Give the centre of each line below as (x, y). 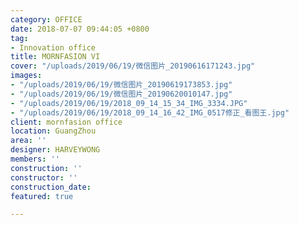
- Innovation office (53, 47)
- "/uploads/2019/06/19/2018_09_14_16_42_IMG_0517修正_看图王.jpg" (150, 112)
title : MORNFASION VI (55, 57)
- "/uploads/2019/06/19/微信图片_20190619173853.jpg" (121, 85)
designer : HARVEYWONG (55, 150)
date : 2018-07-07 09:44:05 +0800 (80, 29)
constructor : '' (44, 177)
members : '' (35, 159)
